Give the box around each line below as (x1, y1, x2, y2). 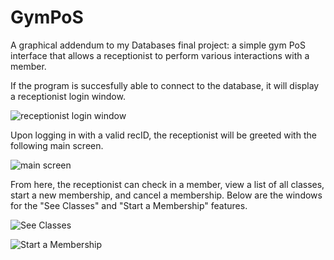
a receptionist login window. (10, 90, 126, 102)
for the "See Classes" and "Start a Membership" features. (10, 199, 248, 211)
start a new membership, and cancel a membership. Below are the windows (10, 189, 323, 201)
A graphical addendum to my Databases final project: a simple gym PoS (10, 39, 306, 51)
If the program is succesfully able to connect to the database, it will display (10, 79, 320, 91)
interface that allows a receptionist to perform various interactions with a (10, 49, 310, 61)
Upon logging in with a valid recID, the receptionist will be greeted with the (10, 129, 317, 141)
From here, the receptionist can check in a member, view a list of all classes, (10, 178, 325, 190)
